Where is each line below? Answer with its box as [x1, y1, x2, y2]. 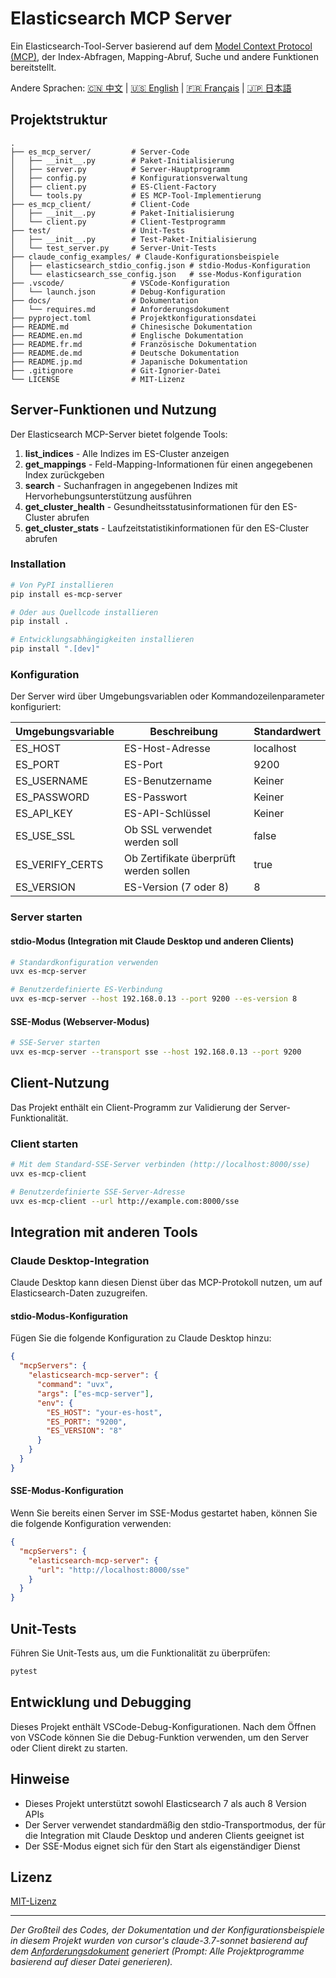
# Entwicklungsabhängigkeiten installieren [10, 635, 195, 645]
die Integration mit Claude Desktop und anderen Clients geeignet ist [24, 1829, 305, 1841]
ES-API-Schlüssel [123, 807, 211, 821]
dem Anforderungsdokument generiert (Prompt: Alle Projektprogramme [10, 1945, 305, 1957]
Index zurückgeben [24, 468, 105, 481]
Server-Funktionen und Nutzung [10, 402, 217, 419]
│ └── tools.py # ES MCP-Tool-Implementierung [10, 190, 262, 201]
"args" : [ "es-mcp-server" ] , [36, 1388, 155, 1399]
